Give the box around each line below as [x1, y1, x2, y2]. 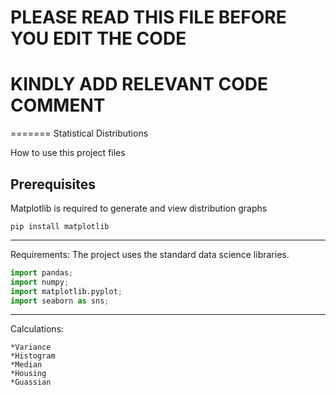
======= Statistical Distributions [10, 127, 149, 140]
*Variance [10, 342, 52, 353]
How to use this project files [10, 147, 126, 159]
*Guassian [10, 377, 52, 388]
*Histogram [10, 351, 56, 361]
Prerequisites [10, 176, 96, 193]
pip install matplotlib [10, 221, 110, 231]
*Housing [10, 369, 47, 379]
